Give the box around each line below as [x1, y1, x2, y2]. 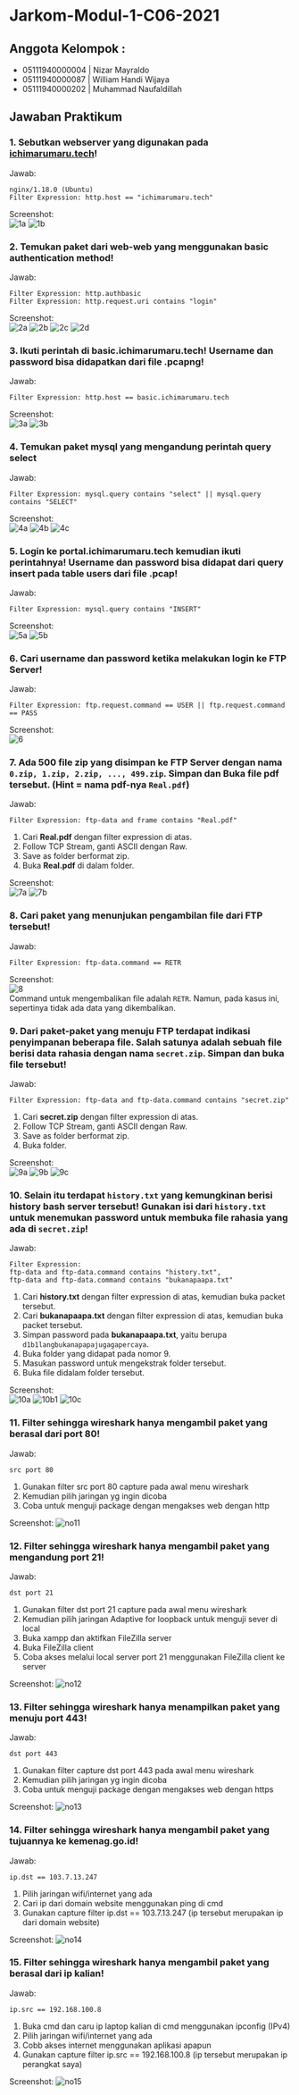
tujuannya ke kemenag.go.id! [9, 1835, 139, 1847]
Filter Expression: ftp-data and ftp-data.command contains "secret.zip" [9, 1096, 290, 1105]
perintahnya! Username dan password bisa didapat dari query [9, 556, 284, 568]
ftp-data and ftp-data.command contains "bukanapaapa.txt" [9, 1275, 234, 1285]
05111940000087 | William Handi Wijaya [21, 74, 170, 85]
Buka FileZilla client [21, 1642, 94, 1653]
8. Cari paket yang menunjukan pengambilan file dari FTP [9, 909, 263, 921]
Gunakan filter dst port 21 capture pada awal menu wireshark [21, 1603, 247, 1614]
